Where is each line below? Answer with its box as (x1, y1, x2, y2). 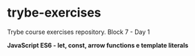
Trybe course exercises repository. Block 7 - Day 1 (7, 28, 150, 36)
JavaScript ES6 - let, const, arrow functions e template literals (7, 41, 189, 49)
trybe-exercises (7, 5, 101, 21)
